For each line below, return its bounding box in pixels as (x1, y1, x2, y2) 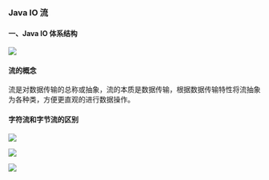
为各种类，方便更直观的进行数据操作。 (8, 94, 134, 105)
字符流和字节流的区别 (8, 114, 78, 124)
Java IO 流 (8, 6, 49, 18)
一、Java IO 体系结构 (8, 28, 78, 38)
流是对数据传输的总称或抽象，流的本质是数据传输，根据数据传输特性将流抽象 (8, 85, 261, 94)
